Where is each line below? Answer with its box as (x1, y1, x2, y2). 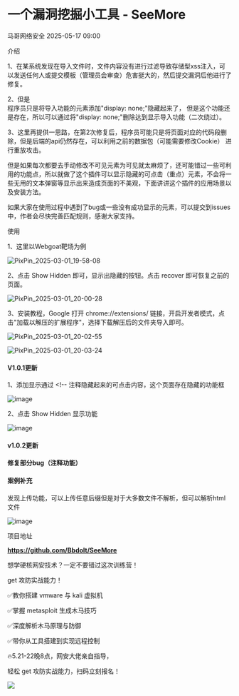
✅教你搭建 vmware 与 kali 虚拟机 (7, 590, 103, 600)
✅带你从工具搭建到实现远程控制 (7, 636, 100, 645)
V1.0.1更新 (7, 363, 38, 372)
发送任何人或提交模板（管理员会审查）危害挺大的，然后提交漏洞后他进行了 (13, 71, 232, 79)
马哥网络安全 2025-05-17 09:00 (7, 31, 101, 40)
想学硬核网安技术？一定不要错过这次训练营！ (7, 560, 139, 569)
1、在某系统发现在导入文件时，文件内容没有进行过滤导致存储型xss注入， (7, 61, 220, 70)
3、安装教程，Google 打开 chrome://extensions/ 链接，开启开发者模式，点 (7, 308, 225, 318)
